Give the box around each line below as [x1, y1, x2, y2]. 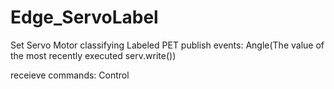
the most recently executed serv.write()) [10, 49, 177, 61]
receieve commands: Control [10, 69, 130, 81]
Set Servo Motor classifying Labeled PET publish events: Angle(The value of [10, 39, 325, 51]
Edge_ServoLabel [10, 6, 159, 29]
